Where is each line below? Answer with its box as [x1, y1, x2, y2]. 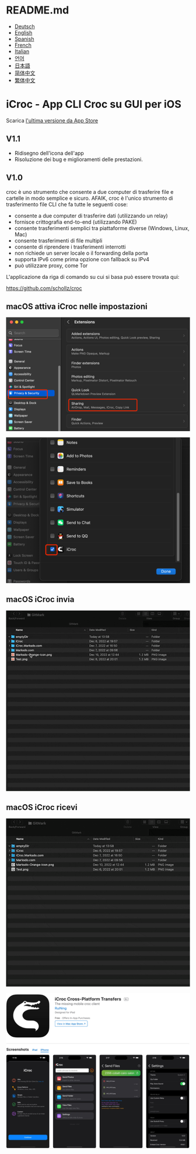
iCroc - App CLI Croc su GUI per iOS [6, 98, 182, 111]
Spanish [14, 35, 34, 42]
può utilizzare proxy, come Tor [14, 262, 88, 269]
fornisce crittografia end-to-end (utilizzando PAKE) [14, 218, 137, 226]
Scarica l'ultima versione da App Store [6, 117, 98, 124]
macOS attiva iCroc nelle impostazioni [6, 301, 148, 311]
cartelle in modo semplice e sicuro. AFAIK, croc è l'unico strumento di [6, 194, 173, 202]
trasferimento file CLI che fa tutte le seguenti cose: [6, 200, 128, 208]
